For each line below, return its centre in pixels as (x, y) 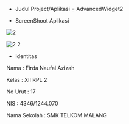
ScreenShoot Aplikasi (42, 20)
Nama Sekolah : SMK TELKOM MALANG (57, 115)
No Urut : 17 (21, 92)
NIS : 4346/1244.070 (33, 104)
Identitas (26, 56)
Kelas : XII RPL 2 (27, 80)
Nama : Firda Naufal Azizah (40, 68)
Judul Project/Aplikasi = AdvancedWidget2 (69, 9)
